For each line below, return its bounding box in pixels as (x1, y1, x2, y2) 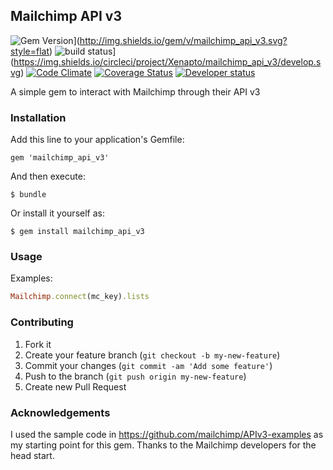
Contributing (10, 315, 74, 329)
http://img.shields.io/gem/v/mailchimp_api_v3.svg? (79, 34, 288, 46)
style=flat (10, 45, 50, 57)
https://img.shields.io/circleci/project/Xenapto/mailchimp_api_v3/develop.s (13, 55, 322, 68)
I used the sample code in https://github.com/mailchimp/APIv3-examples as (10, 428, 324, 440)
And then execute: (10, 170, 86, 183)
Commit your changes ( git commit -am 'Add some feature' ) (24, 359, 273, 371)
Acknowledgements (10, 405, 111, 419)
